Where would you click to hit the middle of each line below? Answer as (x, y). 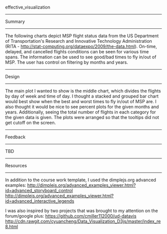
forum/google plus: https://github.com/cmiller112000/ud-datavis (71, 216)
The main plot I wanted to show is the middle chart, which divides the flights (83, 91)
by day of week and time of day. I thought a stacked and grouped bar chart (82, 96)
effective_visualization (28, 7)
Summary (15, 21)
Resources (16, 166)
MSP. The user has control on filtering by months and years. (67, 62)
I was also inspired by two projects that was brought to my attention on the (82, 211)
